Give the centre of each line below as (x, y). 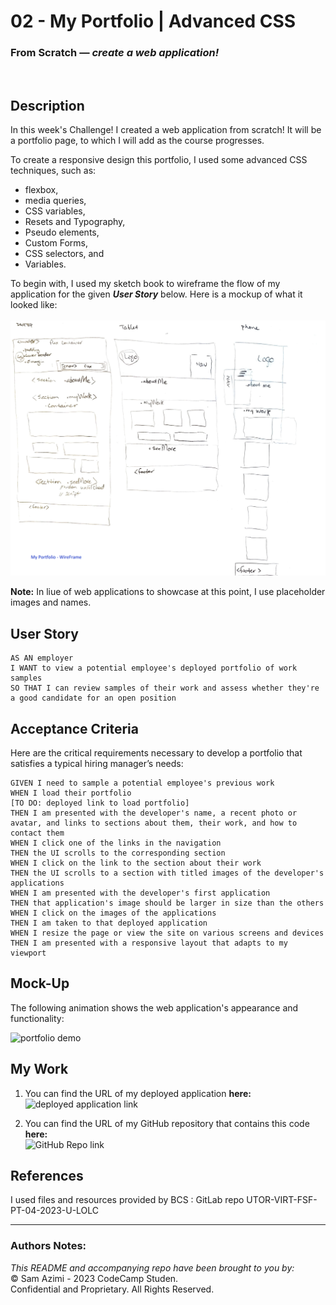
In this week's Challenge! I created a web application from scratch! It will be (166, 130)
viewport (28, 953)
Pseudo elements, (62, 232)
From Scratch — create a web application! (115, 53)
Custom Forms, (56, 243)
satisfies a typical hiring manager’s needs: (97, 763)
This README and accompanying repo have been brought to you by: (152, 1267)
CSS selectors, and (64, 254)
